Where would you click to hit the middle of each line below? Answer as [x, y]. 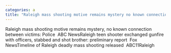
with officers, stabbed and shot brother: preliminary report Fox [71, 40]
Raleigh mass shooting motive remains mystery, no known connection [78, 29]
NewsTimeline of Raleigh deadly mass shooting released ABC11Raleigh [80, 45]
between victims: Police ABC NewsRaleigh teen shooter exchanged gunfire [85, 34]
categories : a [20, 10]
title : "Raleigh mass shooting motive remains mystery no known [75, 15]
